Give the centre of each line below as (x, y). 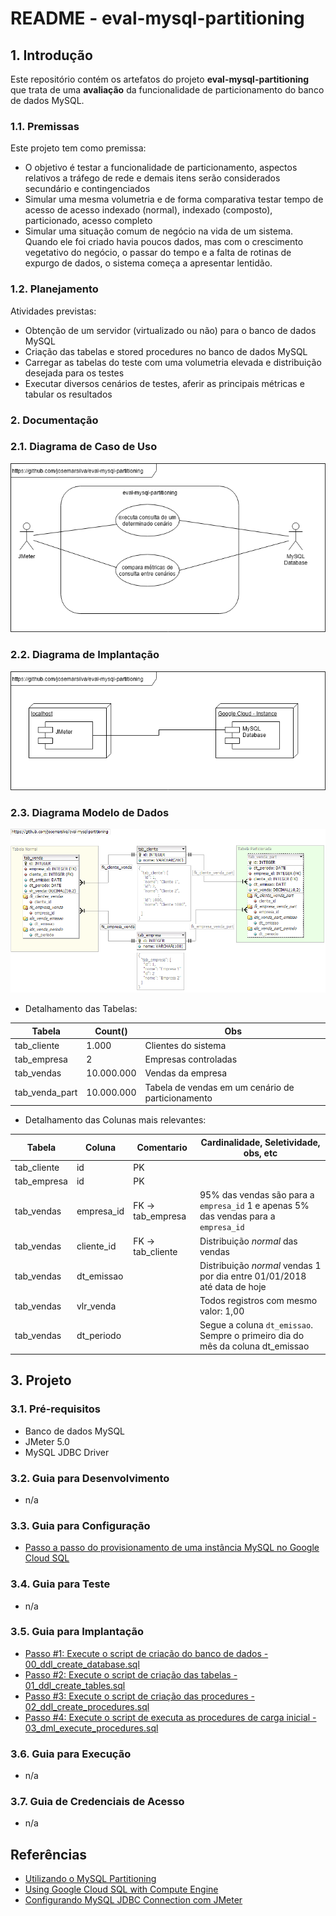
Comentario (162, 1148)
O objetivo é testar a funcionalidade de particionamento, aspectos (161, 168)
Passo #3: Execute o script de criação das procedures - (139, 1696)
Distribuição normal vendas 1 (260, 1265)
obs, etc (260, 1153)
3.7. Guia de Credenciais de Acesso (97, 1802)
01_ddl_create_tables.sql (75, 1685)
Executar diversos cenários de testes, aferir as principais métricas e (164, 383)
